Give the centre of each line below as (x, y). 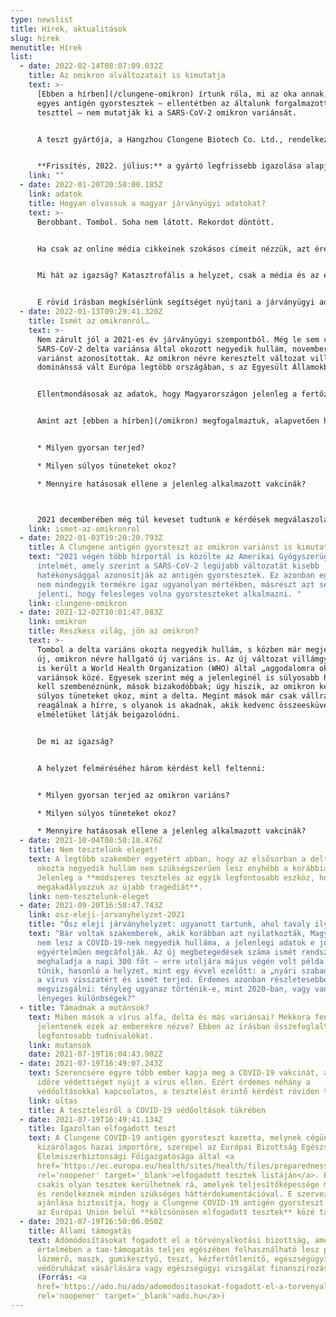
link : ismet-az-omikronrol (84, 529)
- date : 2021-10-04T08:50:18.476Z (91, 841)
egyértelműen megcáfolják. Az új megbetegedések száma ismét (167, 952)
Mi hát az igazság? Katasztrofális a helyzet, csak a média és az (178, 276)
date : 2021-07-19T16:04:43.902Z (95, 1054)
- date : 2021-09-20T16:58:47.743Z (91, 906)
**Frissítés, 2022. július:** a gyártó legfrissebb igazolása (169, 166)
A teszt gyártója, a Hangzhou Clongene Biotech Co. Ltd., (160, 139)
